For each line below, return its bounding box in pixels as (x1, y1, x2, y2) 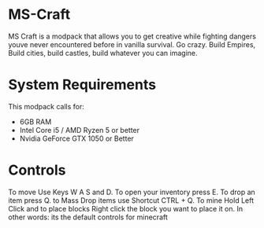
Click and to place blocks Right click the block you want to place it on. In (8, 204, 244, 213)
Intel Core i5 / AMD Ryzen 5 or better (19, 125, 140, 134)
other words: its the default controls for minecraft (8, 212, 168, 222)
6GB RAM (19, 116, 52, 127)
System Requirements (8, 76, 156, 94)
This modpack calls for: (8, 101, 85, 111)
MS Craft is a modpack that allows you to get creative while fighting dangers (8, 31, 256, 41)
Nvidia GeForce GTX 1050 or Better (19, 134, 134, 143)
